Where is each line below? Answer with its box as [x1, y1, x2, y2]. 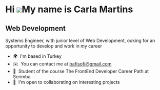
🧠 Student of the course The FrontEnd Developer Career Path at [12, 68, 149, 74]
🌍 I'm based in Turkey [12, 53, 62, 59]
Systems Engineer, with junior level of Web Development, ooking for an [5, 37, 155, 43]
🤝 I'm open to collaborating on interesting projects [12, 79, 120, 85]
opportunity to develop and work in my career [5, 43, 103, 49]
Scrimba [12, 74, 31, 80]
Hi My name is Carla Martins [5, 4, 133, 15]
